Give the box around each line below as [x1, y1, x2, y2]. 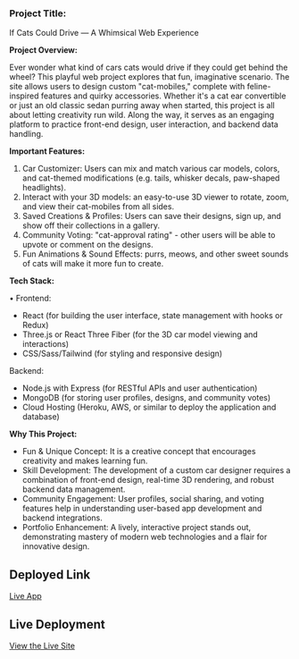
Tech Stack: [9, 275, 55, 286]
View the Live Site [9, 640, 76, 651]
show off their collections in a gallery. [21, 220, 161, 231]
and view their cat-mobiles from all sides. [21, 201, 175, 212]
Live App [9, 591, 42, 602]
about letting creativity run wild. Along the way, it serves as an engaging [9, 110, 275, 121]
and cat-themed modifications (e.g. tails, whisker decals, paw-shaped [21, 173, 280, 183]
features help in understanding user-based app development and [21, 503, 262, 514]
